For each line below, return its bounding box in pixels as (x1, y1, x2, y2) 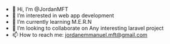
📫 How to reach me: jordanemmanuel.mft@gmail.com (11, 32, 148, 38)
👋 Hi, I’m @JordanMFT (11, 6, 68, 12)
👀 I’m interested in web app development (11, 12, 114, 19)
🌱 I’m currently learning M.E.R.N (11, 18, 92, 25)
